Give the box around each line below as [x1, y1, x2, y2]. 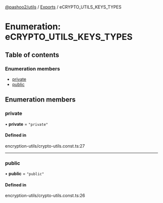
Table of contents [5, 51, 59, 59]
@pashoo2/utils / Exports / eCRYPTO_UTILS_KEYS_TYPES [5, 4, 122, 10]
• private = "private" [5, 121, 49, 127]
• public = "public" [5, 171, 45, 177]
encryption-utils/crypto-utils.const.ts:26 [5, 193, 85, 199]
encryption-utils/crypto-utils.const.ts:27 [5, 143, 85, 149]
